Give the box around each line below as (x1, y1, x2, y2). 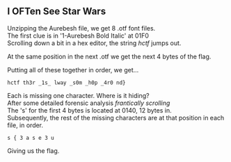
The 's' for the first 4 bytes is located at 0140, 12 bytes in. (7, 106, 172, 114)
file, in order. (7, 121, 44, 129)
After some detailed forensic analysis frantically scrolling (7, 99, 170, 107)
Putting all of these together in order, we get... (7, 65, 139, 74)
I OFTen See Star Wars (7, 6, 106, 17)
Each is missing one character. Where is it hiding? (7, 91, 150, 99)
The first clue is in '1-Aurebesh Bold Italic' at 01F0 (7, 31, 150, 40)
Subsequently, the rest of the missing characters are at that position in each (7, 113, 225, 122)
